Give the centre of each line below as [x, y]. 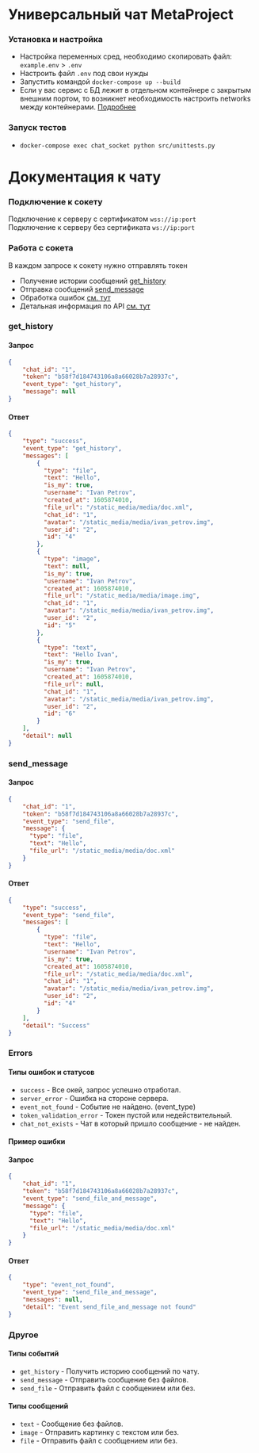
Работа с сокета [41, 248]
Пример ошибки [37, 1141]
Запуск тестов [38, 128]
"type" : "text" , [70, 648]
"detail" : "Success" [56, 1025]
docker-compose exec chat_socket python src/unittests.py [117, 145]
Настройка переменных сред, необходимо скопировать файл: [126, 56]
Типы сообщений [38, 1406]
